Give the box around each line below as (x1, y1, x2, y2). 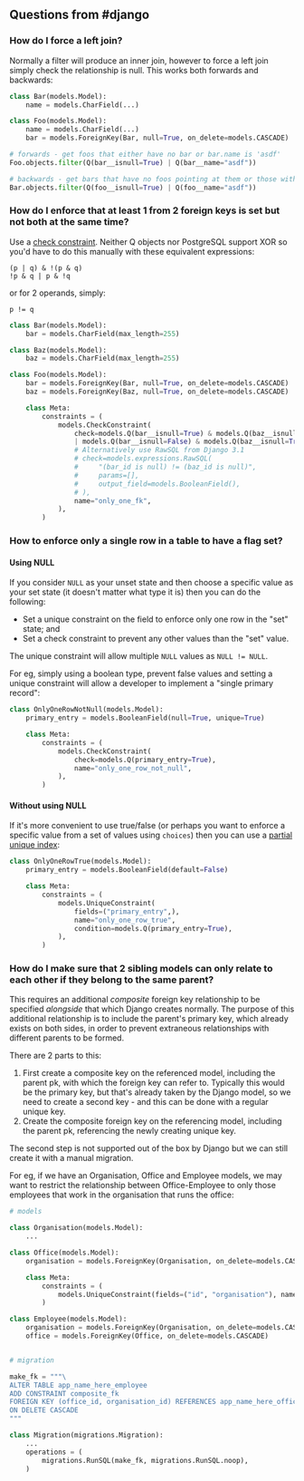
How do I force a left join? (9, 34, 123, 47)
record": (9, 688, 41, 699)
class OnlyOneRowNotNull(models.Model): (9, 705, 165, 714)
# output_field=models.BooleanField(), (73, 479, 242, 489)
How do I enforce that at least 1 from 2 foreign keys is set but (9, 204, 280, 217)
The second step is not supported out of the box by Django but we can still (9, 1143, 288, 1154)
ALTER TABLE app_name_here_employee (9, 1380, 147, 1389)
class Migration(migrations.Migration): (9, 1431, 165, 1440)
